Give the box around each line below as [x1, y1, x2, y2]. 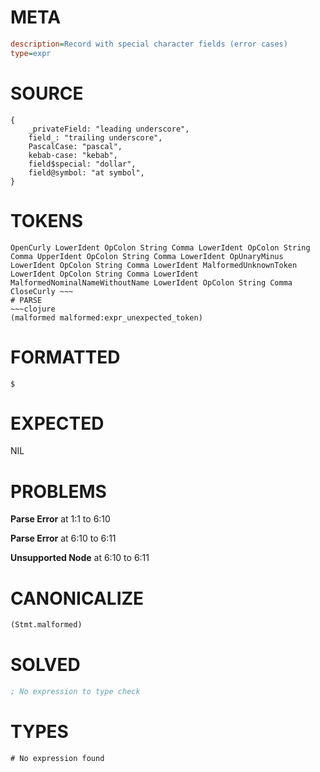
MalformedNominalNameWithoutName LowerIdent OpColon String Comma [10, 277, 293, 288]
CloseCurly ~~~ [10, 286, 74, 296]
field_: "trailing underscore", [28, 132, 163, 143]
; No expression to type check [10, 687, 141, 697]
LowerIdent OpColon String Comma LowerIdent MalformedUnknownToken [10, 260, 298, 270]
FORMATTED [10, 346, 121, 368]
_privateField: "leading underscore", [28, 124, 190, 134]
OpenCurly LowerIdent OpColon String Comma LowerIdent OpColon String [10, 242, 311, 253]
